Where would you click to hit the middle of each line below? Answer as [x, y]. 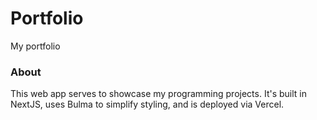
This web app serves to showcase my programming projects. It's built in [158, 94]
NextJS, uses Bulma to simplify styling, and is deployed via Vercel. [147, 104]
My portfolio [35, 46]
